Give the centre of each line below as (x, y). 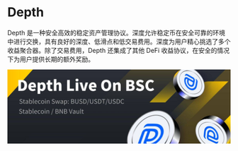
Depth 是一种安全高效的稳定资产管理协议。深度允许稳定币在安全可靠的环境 (116, 32)
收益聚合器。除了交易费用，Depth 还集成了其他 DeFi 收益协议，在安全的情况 (119, 50)
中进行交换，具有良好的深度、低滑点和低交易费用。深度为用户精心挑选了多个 (119, 41)
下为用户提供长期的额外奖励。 (51, 59)
